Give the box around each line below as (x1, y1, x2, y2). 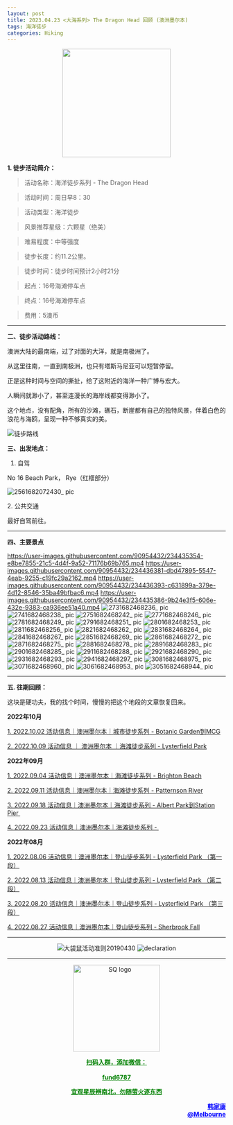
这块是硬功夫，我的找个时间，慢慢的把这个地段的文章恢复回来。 (7, 698, 189, 706)
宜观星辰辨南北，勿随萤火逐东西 (71, 1088, 162, 1096)
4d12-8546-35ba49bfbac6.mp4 (7, 589, 99, 597)
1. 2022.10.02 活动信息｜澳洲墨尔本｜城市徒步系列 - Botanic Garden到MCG (7, 728, 221, 736)
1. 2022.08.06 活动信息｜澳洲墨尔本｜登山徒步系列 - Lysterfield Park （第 (7, 852, 216, 861)
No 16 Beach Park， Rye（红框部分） (7, 474, 113, 482)
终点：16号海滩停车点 (24, 296, 86, 305)
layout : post (7, 10, 45, 17)
